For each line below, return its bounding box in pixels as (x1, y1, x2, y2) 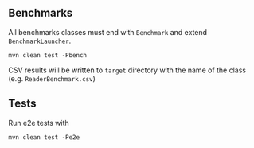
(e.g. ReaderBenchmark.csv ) (8, 73, 96, 83)
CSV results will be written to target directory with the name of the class (8, 65, 247, 75)
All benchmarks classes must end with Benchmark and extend (8, 27, 208, 37)
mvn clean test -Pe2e (8, 133, 80, 142)
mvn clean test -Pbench (8, 51, 88, 59)
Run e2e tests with (8, 118, 69, 127)
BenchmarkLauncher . (8, 36, 72, 45)
